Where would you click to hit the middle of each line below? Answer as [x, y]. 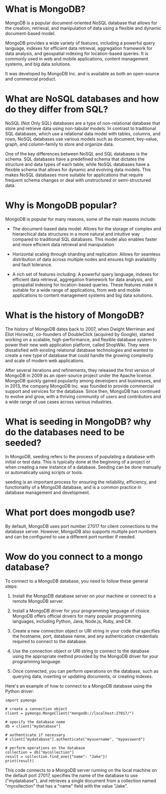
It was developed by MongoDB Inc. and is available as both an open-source [82, 73]
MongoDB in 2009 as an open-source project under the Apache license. [79, 375]
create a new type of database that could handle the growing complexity [79, 355]
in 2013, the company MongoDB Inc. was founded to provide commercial [80, 386]
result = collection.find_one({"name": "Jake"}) [56, 756]
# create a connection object [36, 709]
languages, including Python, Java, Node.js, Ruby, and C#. [72, 621]
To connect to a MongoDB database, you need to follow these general [77, 581]
